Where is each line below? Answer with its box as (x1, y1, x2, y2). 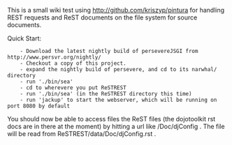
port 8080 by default (7, 102, 71, 109)
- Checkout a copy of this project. (20, 60, 127, 67)
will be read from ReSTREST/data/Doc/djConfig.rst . (7, 130, 157, 138)
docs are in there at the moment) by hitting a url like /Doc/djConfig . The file (7, 122, 225, 130)
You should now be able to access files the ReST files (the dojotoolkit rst (7, 115, 216, 123)
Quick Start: (7, 34, 42, 43)
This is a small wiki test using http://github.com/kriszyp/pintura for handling (7, 6, 225, 14)
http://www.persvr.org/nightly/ (7, 54, 101, 61)
